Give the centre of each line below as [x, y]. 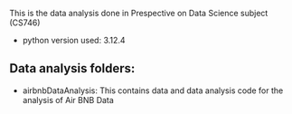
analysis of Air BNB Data [68, 100]
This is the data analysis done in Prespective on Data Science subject [139, 13]
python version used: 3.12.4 [74, 40]
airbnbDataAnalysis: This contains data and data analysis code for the [153, 90]
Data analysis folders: [72, 68]
